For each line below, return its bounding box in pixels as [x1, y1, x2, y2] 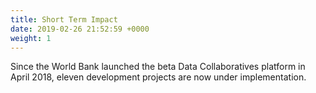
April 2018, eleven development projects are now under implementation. [10, 71, 307, 83]
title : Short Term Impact [10, 14, 118, 25]
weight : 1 [10, 33, 52, 43]
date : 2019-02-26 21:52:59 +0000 [10, 24, 150, 34]
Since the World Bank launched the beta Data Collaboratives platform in [10, 61, 306, 73]
